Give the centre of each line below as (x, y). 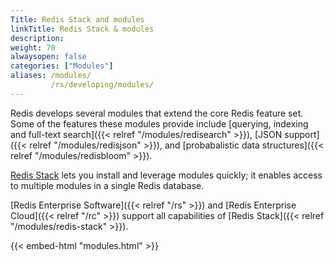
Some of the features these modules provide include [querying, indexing (159, 123)
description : (37, 38)
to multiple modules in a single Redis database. (107, 185)
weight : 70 (33, 47)
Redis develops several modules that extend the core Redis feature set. (157, 113)
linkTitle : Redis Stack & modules (82, 29)
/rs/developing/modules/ (102, 85)
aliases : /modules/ (51, 76)
